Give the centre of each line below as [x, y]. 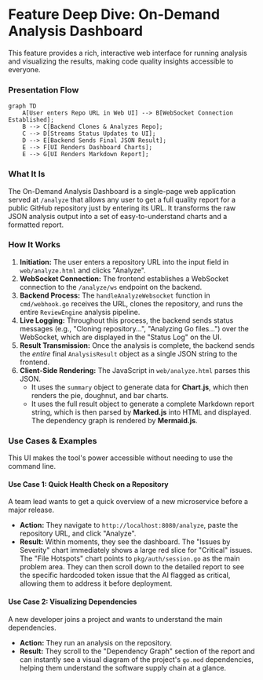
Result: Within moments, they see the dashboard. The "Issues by [125, 542]
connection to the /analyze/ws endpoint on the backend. [111, 287]
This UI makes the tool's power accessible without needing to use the [121, 458]
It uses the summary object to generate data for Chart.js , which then [140, 387]
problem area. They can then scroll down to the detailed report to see [132, 567]
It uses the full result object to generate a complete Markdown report [143, 404]
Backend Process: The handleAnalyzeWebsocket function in [115, 295]
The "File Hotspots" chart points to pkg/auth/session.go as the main [130, 558]
